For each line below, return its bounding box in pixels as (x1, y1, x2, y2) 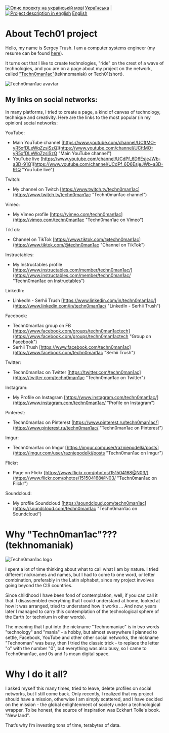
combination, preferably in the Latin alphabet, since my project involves (5, 577, 154, 583)
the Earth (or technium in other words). (5, 614, 87, 620)
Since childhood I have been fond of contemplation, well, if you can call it (5, 592, 158, 598)
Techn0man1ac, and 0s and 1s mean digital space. (5, 651, 110, 657)
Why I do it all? (5, 668, 68, 680)
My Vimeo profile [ (12, 211, 52, 217)
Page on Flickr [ (12, 469, 46, 475)
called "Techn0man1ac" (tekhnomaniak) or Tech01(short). (5, 71, 124, 77)
